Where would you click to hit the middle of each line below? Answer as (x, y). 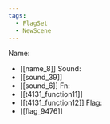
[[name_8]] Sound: (50, 69)
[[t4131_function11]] (51, 94)
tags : (17, 16)
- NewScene (33, 30)
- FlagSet (31, 23)
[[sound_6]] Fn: (45, 86)
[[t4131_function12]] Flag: (61, 103)
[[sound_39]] (41, 78)
